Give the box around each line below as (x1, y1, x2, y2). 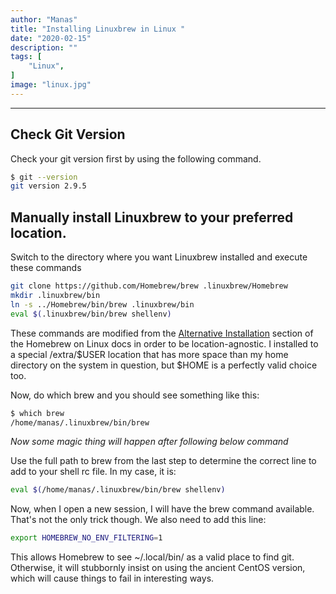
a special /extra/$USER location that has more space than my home (10, 348, 289, 360)
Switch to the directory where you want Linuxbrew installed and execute (10, 251, 308, 263)
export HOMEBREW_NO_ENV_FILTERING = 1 (10, 533, 163, 543)
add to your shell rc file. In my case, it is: (10, 466, 177, 478)
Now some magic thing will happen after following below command (10, 436, 289, 448)
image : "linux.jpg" (10, 80, 92, 90)
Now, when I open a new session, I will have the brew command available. (10, 503, 315, 515)
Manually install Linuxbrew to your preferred (10, 209, 294, 226)
